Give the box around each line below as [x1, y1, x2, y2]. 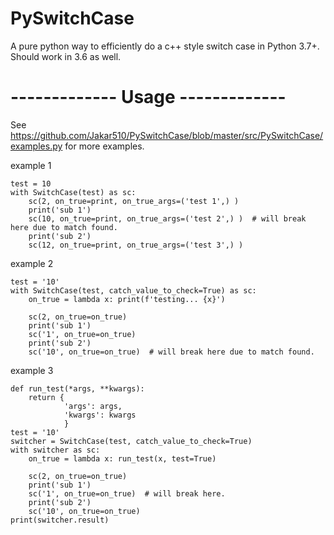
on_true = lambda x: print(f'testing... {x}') [28, 294, 226, 304]
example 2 [10, 257, 54, 269]
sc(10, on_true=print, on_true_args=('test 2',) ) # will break [28, 213, 307, 224]
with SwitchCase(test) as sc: [10, 187, 137, 197]
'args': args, [63, 401, 123, 411]
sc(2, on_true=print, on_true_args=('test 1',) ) [28, 196, 240, 206]
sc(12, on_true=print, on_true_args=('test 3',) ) [28, 240, 244, 250]
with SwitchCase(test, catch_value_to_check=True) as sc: [10, 285, 257, 296]
